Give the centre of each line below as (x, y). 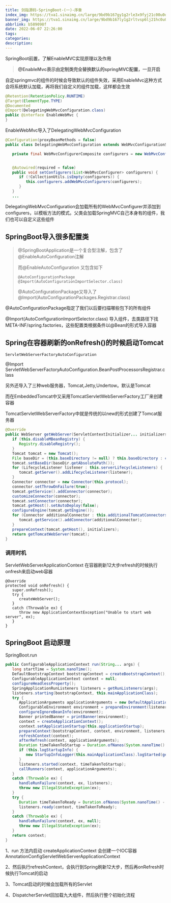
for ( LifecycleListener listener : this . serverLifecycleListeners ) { (87, 468)
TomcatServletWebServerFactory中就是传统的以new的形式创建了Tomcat (81, 413)
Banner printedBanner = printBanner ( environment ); (74, 717)
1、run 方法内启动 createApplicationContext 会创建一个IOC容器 (71, 850)
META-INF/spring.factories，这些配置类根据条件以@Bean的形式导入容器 (81, 325)
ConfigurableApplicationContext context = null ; (64, 679)
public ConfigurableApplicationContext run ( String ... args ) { (73, 665)
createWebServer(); (39, 599)
